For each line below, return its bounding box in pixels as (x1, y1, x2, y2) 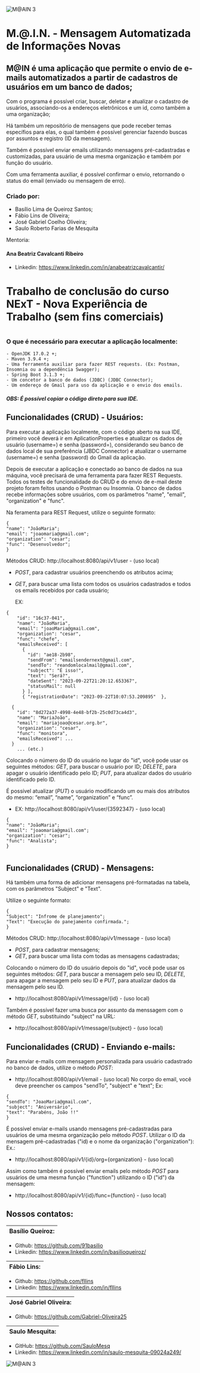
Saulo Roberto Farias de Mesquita (14, 225, 99, 232)
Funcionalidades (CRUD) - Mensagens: (6, 863, 154, 873)
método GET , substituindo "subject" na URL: (6, 1013, 115, 1020)
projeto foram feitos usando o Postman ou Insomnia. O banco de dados (6, 484, 182, 491)
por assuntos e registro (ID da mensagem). (6, 135, 112, 142)
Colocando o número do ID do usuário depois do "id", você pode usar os (6, 964, 185, 972)
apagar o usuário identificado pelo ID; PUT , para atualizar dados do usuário (6, 769, 192, 776)
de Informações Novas (6, 40, 121, 53)
